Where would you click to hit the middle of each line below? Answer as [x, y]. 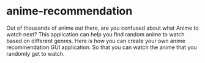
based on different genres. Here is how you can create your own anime [96, 41]
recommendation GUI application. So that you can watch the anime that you [102, 47]
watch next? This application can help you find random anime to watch [95, 34]
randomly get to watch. [36, 53]
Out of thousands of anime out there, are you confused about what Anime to [102, 28]
